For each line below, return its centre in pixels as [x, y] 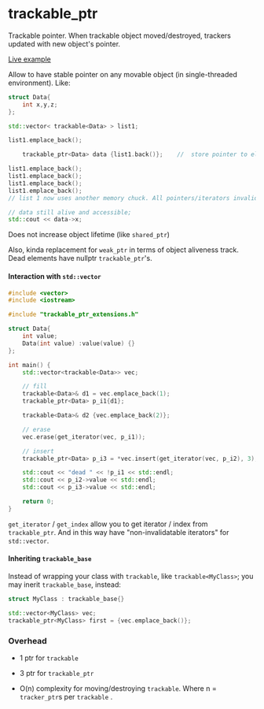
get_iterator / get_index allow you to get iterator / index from [108, 524]
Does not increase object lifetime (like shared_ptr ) [89, 235]
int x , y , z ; [40, 104]
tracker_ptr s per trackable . [66, 696]
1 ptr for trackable [49, 658]
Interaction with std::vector [55, 276]
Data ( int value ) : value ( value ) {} [79, 343]
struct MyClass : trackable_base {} [66, 599]
